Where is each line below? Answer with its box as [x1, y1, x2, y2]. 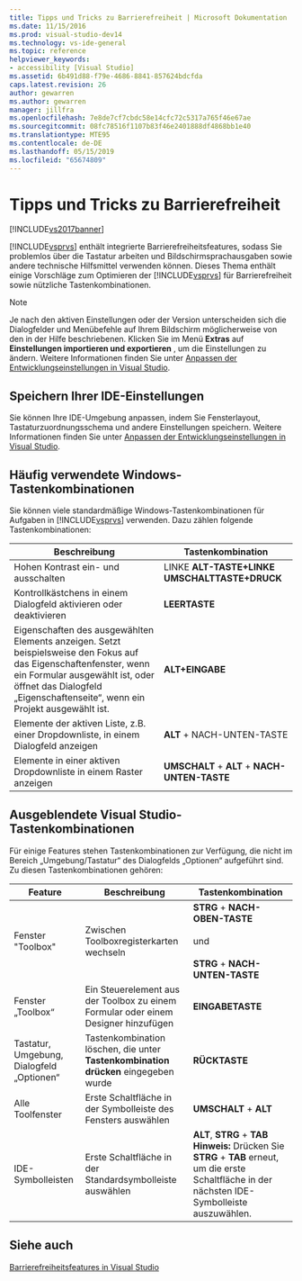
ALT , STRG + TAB [192, 1128, 269, 1141]
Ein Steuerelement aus [84, 983, 180, 996]
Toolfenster [13, 1108, 63, 1121]
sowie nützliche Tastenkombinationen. [9, 280, 151, 291]
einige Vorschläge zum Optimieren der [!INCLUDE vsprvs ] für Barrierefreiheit [9, 270, 292, 281]
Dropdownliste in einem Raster [13, 766, 144, 779]
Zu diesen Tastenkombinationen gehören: [9, 864, 164, 875]
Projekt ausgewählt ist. [13, 703, 110, 716]
